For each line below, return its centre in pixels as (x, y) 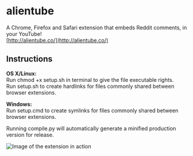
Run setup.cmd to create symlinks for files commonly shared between (92, 110)
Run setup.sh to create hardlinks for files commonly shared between (90, 86)
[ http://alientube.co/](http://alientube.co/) (57, 40)
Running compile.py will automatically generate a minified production (91, 128)
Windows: (19, 104)
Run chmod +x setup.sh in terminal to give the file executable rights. (90, 79)
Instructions (29, 59)
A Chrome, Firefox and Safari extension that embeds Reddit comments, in (96, 27)
